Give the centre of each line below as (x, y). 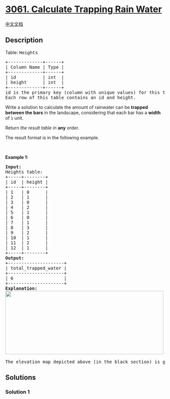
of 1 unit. (14, 118)
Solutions (21, 377)
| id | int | (35, 77)
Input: (13, 167)
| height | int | (35, 82)
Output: (15, 258)
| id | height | (27, 182)
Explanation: (22, 288)
